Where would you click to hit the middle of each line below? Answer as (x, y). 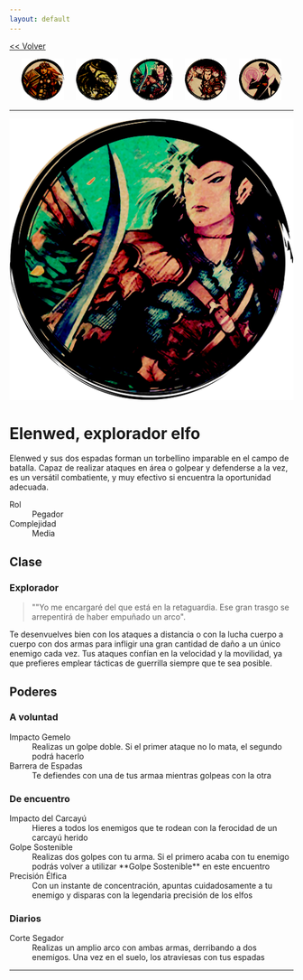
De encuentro (40, 798)
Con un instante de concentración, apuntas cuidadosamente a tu (152, 886)
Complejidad (33, 524)
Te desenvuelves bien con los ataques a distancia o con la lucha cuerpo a (147, 635)
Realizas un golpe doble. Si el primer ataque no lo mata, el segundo (157, 746)
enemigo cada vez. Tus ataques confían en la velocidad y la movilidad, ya (146, 654)
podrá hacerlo (58, 756)
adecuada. (29, 487)
